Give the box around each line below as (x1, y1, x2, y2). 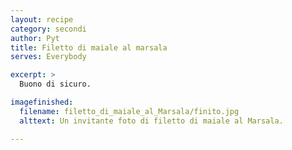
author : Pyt (10, 33, 60, 43)
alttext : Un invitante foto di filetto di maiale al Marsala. (19, 116, 284, 126)
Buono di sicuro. (19, 79, 92, 90)
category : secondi (10, 24, 87, 34)
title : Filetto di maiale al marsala (10, 42, 168, 53)
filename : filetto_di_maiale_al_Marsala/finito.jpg (19, 106, 240, 116)
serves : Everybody (10, 52, 87, 62)
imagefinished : (10, 97, 74, 107)
